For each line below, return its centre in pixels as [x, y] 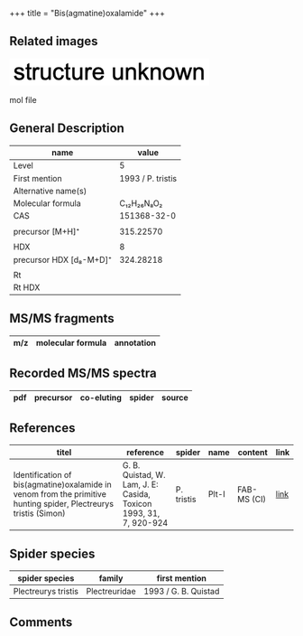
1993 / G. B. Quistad [182, 592]
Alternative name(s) [50, 191]
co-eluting [101, 397]
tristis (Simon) [39, 513]
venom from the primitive [60, 494]
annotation [135, 343]
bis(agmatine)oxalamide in [62, 485]
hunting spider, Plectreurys [64, 504]
